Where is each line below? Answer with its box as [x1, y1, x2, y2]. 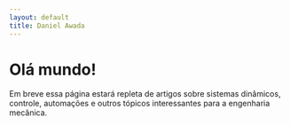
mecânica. [9, 107, 48, 118]
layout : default [9, 12, 69, 22]
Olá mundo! [9, 59, 97, 80]
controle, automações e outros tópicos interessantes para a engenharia [9, 98, 270, 109]
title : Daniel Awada [9, 21, 86, 30]
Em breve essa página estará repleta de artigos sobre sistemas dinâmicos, [9, 89, 281, 99]
